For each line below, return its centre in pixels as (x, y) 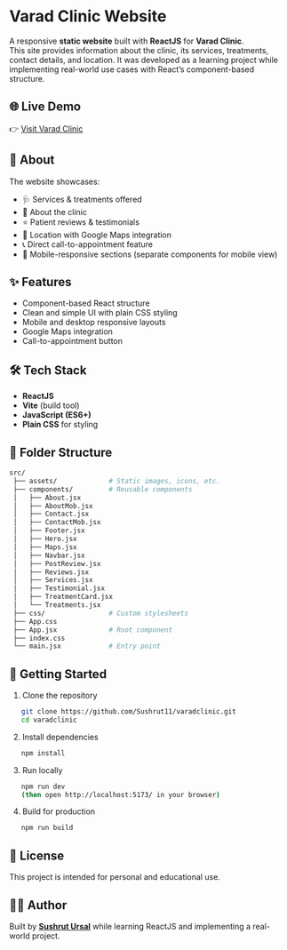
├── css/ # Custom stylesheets (101, 613)
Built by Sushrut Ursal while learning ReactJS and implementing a (130, 926)
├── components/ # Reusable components (103, 489)
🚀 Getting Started (58, 674)
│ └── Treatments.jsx (57, 605)
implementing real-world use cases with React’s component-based (132, 69)
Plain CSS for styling (60, 425)
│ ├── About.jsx (47, 498)
